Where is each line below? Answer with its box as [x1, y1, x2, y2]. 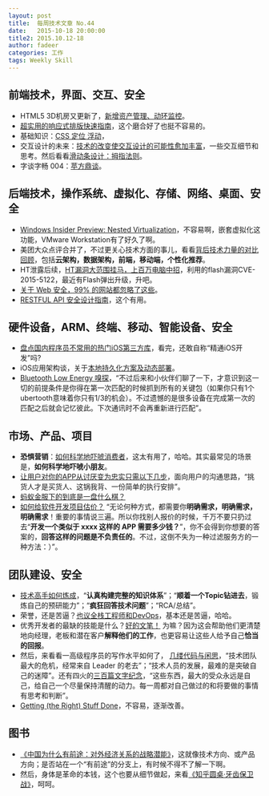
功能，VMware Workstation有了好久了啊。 [19, 234, 160, 244]
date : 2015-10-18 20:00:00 [8, 26, 106, 34]
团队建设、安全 [8, 568, 82, 581]
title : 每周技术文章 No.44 [8, 19, 94, 27]
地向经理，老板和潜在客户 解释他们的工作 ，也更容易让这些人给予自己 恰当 [19, 630, 259, 640]
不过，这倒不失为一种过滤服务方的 [139, 532, 252, 542]
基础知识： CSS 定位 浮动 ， [19, 131, 109, 140]
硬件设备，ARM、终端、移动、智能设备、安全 [8, 320, 234, 333]
